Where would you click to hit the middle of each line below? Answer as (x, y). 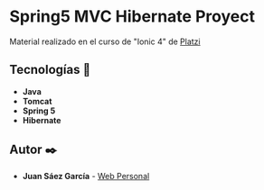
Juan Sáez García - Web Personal (86, 176)
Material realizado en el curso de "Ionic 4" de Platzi (105, 41)
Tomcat (37, 101)
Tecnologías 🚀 (50, 70)
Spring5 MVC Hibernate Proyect (132, 17)
